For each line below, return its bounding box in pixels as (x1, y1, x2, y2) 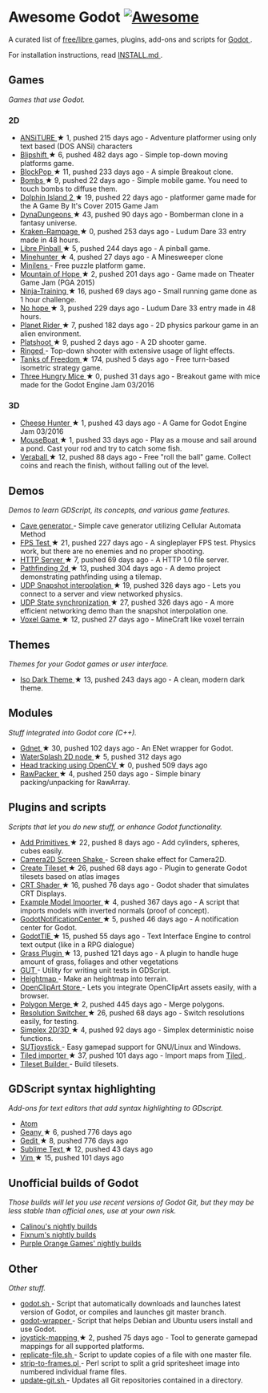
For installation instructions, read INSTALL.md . (8, 50, 163, 59)
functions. (19, 1033, 54, 1043)
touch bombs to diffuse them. (19, 184, 118, 194)
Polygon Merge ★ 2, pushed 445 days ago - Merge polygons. (19, 999, 226, 1009)
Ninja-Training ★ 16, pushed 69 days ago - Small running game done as (19, 286, 258, 296)
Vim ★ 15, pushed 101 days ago (19, 1153, 124, 1163)
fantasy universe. (19, 218, 78, 228)
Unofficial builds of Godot (8, 1176, 139, 1190)
